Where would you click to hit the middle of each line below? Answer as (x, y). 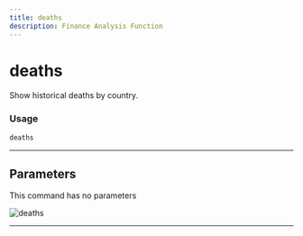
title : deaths (36, 18)
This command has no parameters (73, 195)
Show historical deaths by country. (74, 95)
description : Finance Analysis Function (87, 26)
